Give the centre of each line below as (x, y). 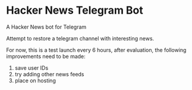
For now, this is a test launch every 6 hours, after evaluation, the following (96, 50)
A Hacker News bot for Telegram (46, 27)
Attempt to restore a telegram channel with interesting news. (80, 38)
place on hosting (35, 80)
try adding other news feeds (49, 74)
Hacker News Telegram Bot (75, 10)
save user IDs (32, 68)
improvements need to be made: (46, 56)
